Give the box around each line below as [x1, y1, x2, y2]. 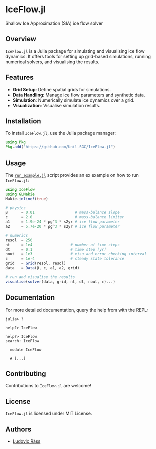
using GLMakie [5, 192, 35, 197]
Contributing [5, 369, 46, 378]
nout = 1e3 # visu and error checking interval [5, 252, 147, 257]
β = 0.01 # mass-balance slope [5, 210, 120, 215]
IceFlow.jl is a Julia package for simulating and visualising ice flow [5, 48, 145, 54]
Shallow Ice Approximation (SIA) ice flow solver [5, 20, 103, 26]
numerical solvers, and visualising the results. [5, 59, 99, 65]
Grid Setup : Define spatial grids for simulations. [12, 86, 111, 92]
